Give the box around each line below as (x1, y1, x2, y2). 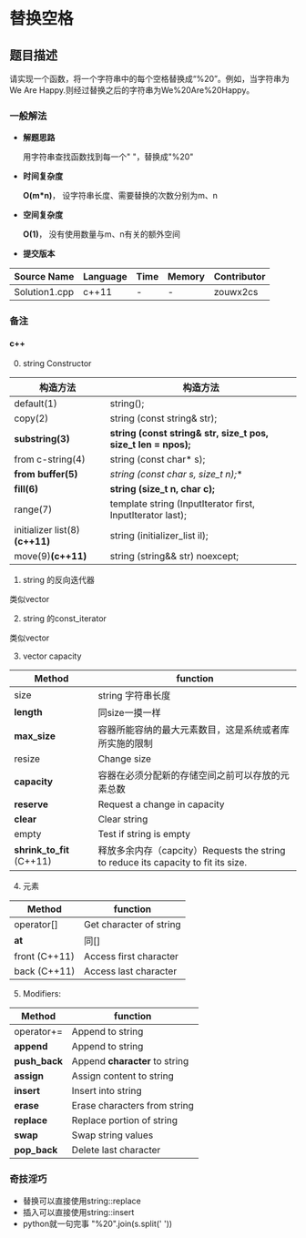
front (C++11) (14, 950, 75, 963)
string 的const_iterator (22, 613, 107, 624)
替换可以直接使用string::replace (22, 1195, 141, 1206)
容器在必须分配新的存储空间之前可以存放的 (97, 769, 280, 782)
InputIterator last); (109, 509, 187, 522)
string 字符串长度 (97, 690, 171, 702)
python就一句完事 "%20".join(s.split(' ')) (22, 1218, 173, 1229)
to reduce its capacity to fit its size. (97, 856, 248, 869)
